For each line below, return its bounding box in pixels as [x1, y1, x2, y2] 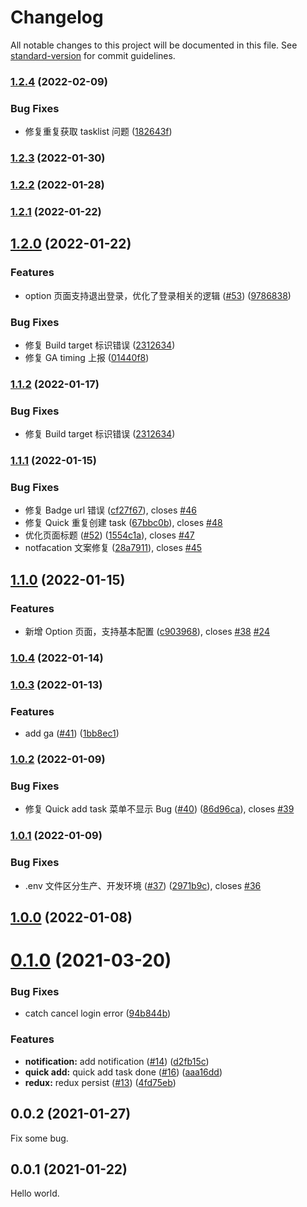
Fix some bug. [10, 1132, 69, 1144]
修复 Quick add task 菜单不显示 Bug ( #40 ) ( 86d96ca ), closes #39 [24, 803, 295, 815]
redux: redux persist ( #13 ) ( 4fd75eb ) [24, 1076, 177, 1088]
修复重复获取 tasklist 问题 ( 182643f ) [24, 126, 173, 138]
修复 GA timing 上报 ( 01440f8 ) [24, 351, 150, 363]
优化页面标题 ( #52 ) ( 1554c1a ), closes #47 [24, 529, 195, 541]
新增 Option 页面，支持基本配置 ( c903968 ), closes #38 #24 [24, 626, 270, 638]
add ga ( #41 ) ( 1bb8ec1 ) [24, 727, 120, 740]
